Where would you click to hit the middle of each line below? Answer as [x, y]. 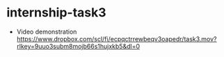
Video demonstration [47, 32]
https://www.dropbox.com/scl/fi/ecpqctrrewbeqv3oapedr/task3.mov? [117, 38]
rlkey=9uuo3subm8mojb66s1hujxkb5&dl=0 [78, 46]
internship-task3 [56, 13]
